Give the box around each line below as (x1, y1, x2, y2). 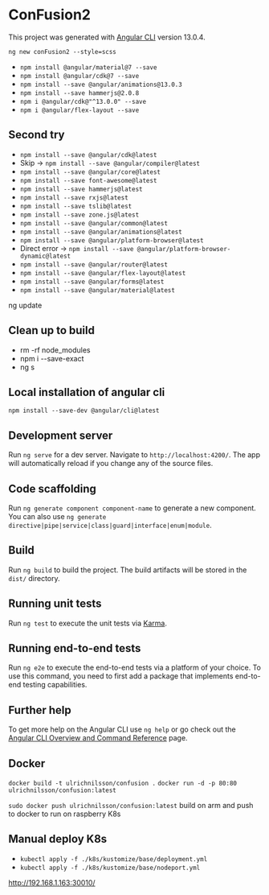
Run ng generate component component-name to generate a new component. (8, 503, 257, 513)
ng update (8, 300, 43, 310)
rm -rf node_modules (19, 344, 91, 355)
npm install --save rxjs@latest (19, 193, 128, 202)
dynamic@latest (19, 252, 71, 260)
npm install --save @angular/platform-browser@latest (19, 236, 204, 245)
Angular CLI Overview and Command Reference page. (8, 733, 188, 743)
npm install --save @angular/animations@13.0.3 (19, 80, 182, 89)
